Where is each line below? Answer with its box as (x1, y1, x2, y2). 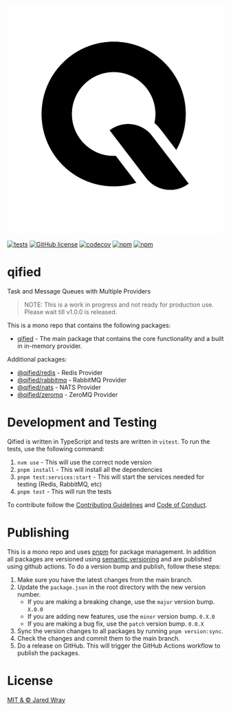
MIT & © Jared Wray (7, 695, 65, 704)
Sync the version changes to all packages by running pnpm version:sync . (16, 626, 223, 635)
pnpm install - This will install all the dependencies (16, 465, 163, 473)
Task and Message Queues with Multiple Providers (7, 287, 151, 295)
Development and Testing (7, 414, 157, 430)
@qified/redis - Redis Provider (16, 368, 103, 377)
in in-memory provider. (16, 342, 82, 350)
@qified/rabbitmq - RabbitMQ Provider (16, 375, 127, 384)
